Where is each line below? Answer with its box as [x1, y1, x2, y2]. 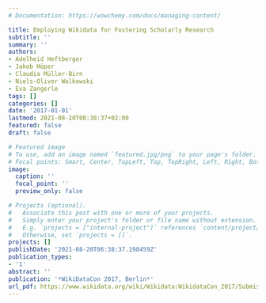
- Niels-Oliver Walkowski [8, 77, 93, 85]
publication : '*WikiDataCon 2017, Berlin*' [8, 275, 154, 283]
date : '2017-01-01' [8, 107, 73, 115]
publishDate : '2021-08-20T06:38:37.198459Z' [8, 246, 158, 254]
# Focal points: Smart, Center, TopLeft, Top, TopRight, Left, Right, [8, 157, 246, 166]
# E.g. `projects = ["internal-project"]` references [8, 223, 196, 232]
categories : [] [8, 100, 59, 108]
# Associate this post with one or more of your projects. [8, 209, 215, 217]
